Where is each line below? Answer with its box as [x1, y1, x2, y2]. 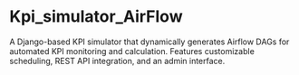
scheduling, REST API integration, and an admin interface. [9, 55, 226, 66]
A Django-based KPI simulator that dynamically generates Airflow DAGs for [9, 36, 290, 47]
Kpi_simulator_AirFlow [9, 6, 183, 27]
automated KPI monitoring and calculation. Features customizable [9, 45, 256, 56]
